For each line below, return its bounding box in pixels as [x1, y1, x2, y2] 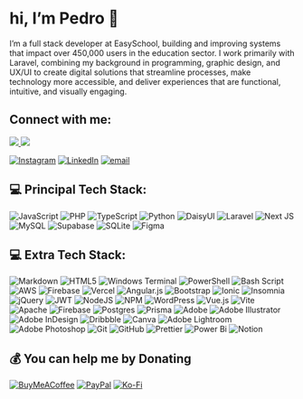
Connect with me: [9, 112, 112, 127]
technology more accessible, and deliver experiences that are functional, [9, 76, 281, 87]
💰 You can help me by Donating [9, 351, 192, 367]
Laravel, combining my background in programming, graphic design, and [9, 57, 280, 68]
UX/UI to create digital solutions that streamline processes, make [9, 67, 251, 78]
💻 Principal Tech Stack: [9, 182, 147, 198]
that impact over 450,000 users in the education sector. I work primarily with [9, 47, 295, 58]
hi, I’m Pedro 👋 [9, 8, 119, 29]
